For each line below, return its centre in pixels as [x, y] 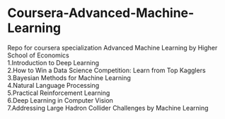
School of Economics [38, 55]
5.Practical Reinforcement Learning [59, 93]
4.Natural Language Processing [53, 85]
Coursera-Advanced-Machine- [101, 13]
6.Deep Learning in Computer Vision [60, 100]
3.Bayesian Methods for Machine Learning [69, 78]
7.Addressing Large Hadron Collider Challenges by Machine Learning [108, 108]
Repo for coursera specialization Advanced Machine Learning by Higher [112, 47]
